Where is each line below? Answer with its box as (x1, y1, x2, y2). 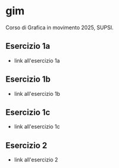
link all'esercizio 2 (14, 156, 59, 163)
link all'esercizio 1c (14, 123, 60, 130)
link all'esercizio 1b (14, 90, 60, 97)
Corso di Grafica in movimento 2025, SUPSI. (5, 24, 114, 31)
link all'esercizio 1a (14, 57, 60, 64)
